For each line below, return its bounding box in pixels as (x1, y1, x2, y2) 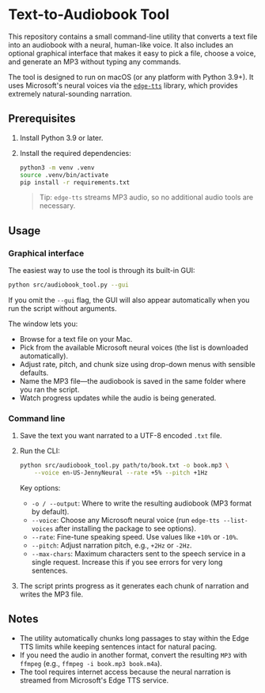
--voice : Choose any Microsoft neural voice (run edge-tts (31, 515, 220, 524)
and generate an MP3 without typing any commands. (8, 57, 181, 66)
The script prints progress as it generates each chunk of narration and (19, 581, 249, 590)
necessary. (39, 201, 76, 210)
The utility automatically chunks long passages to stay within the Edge (19, 633, 249, 642)
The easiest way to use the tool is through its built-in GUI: (8, 266, 195, 275)
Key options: (19, 483, 61, 492)
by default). (31, 506, 70, 516)
